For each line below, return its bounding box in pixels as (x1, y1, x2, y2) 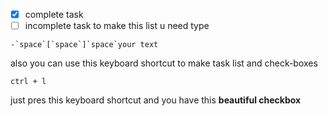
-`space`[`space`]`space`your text (10, 40, 159, 50)
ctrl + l (10, 77, 47, 87)
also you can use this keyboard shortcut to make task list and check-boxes (10, 57, 318, 69)
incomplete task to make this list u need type (24, 20, 210, 32)
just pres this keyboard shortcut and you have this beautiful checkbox (10, 94, 302, 106)
